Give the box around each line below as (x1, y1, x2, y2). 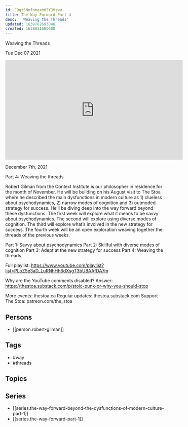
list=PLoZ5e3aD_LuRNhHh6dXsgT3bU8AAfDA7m (5, 268, 109, 274)
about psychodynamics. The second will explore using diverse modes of (5, 216, 157, 222)
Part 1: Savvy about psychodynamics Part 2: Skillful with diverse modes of (5, 242, 160, 248)
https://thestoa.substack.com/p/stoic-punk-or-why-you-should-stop (5, 283, 148, 289)
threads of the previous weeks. (5, 232, 70, 238)
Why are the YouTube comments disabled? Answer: (5, 278, 113, 284)
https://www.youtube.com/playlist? (31, 262, 104, 268)
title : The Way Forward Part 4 (5, 12, 71, 17)
